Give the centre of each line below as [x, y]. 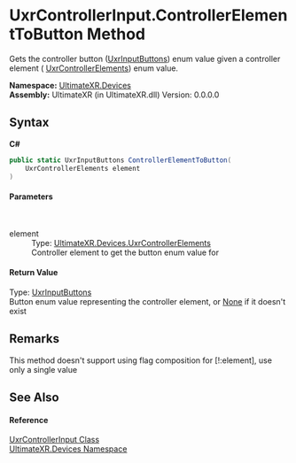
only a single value [43, 369]
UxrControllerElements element [83, 168]
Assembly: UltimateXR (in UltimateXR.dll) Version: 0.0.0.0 [114, 95]
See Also [34, 397]
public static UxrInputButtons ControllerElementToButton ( [121, 160]
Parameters [31, 197]
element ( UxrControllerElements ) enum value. [94, 68]
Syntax [29, 123]
